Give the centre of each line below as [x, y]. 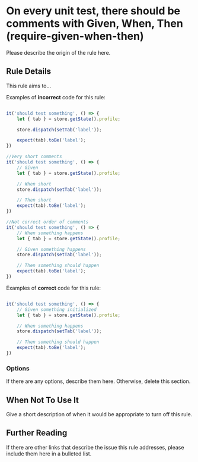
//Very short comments [34, 157]
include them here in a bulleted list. [49, 454]
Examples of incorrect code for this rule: [56, 97]
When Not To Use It [42, 400]
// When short [34, 184]
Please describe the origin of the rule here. [58, 52]
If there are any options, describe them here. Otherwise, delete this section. [98, 381]
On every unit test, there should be [93, 11]
